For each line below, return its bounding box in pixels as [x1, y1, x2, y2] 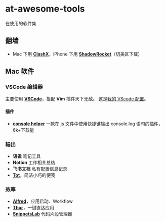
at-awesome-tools [5, 3, 85, 15]
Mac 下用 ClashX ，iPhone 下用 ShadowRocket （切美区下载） [12, 51, 143, 57]
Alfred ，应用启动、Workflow [12, 198, 73, 204]
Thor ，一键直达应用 [12, 205, 55, 211]
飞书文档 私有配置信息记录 [12, 165, 67, 172]
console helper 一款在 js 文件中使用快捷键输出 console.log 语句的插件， [12, 121, 163, 127]
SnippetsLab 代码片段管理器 [12, 211, 72, 217]
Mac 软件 [5, 67, 34, 76]
